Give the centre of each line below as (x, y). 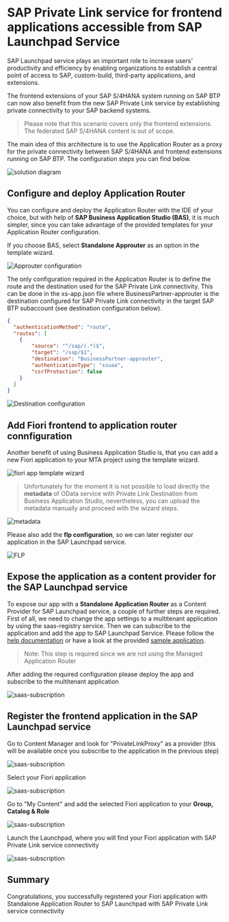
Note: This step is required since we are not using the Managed (113, 653)
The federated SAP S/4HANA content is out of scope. (99, 131)
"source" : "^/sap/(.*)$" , (69, 346)
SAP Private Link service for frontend (114, 13)
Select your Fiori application (46, 777)
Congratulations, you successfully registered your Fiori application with (107, 896)
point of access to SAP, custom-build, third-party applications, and (102, 75)
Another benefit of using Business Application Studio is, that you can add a (113, 453)
